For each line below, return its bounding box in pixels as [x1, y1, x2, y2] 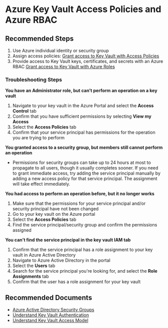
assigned [12, 227, 32, 233]
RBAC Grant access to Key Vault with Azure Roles [12, 64, 115, 69]
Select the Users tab [12, 263, 55, 269]
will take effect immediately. [12, 181, 70, 187]
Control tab [12, 108, 37, 114]
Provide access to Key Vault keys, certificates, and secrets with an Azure [12, 58, 163, 64]
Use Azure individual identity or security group [12, 48, 109, 53]
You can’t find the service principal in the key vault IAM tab [5, 237, 131, 243]
